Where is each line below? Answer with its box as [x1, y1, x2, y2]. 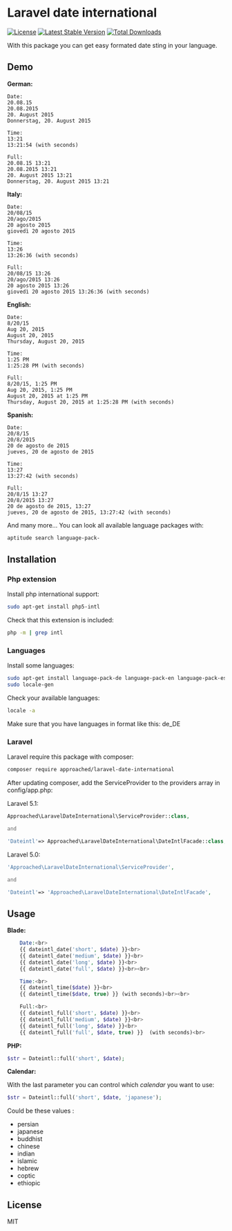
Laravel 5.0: [7, 850, 41, 859]
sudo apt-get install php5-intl [7, 604, 100, 611]
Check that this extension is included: [7, 616, 114, 625]
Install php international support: [7, 590, 100, 598]
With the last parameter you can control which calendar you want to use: [7, 1081, 215, 1089]
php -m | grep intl [7, 629, 64, 636]
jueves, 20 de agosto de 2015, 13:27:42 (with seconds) [7, 509, 171, 516]
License [7, 1199, 42, 1211]
